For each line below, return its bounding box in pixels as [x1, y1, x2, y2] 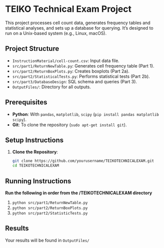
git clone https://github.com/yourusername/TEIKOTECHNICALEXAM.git [12, 159, 154, 164]
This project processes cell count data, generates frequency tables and [5, 20, 151, 26]
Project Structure [5, 44, 59, 53]
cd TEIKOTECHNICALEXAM [12, 163, 59, 168]
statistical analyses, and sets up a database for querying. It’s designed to [5, 25, 154, 31]
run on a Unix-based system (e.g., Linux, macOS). [5, 30, 107, 36]
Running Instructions [5, 177, 72, 185]
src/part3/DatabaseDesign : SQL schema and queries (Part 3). [12, 78, 137, 84]
